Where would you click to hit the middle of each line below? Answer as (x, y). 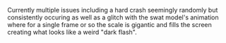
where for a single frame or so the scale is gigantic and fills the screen (109, 25)
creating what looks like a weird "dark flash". (72, 32)
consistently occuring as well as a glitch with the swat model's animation (113, 17)
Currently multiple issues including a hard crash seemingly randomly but (113, 10)
